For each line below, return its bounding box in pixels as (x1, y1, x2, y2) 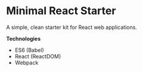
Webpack (14, 59, 39, 66)
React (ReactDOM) (14, 53, 61, 60)
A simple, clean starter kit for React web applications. (6, 24, 137, 31)
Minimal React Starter (6, 4, 116, 18)
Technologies (6, 35, 41, 42)
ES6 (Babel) (14, 46, 45, 54)
